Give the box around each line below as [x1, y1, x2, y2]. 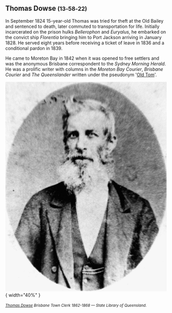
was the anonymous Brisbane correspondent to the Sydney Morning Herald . [5, 60, 166, 66]
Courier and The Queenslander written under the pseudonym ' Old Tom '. [5, 72, 157, 78]
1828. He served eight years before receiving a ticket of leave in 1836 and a [5, 40, 165, 46]
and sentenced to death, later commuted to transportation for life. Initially [5, 23, 160, 29]
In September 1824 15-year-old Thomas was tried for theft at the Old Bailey [5, 18, 164, 24]
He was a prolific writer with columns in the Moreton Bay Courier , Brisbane [5, 66, 163, 72]
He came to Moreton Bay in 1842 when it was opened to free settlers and [5, 55, 160, 61]
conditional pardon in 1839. [5, 45, 63, 51]
